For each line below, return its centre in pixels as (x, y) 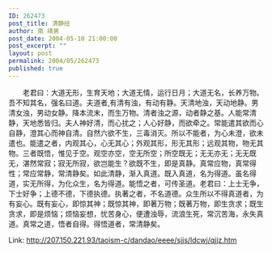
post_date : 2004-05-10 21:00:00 (63, 38)
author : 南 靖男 (34, 31)
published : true (36, 69)
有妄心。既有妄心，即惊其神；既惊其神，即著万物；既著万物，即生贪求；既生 (136, 204)
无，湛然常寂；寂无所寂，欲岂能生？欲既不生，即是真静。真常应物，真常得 (132, 163)
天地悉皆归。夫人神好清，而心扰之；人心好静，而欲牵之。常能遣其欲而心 (143, 123)
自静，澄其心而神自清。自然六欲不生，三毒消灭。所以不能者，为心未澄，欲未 (136, 133)
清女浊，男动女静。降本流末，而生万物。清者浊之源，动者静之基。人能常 (129, 112)
